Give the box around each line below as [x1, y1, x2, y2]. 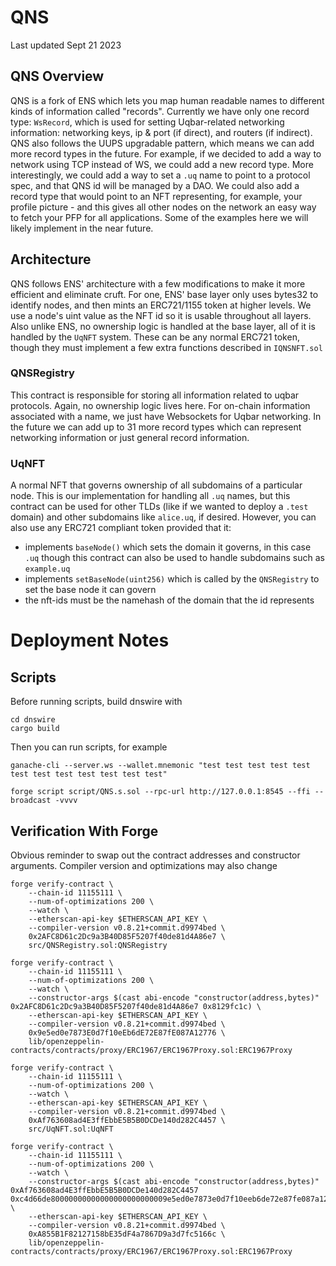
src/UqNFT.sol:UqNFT [28, 1124, 114, 1134]
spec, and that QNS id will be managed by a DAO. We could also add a [10, 179, 300, 191]
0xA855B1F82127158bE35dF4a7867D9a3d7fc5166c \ [28, 1229, 226, 1239]
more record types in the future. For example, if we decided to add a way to [10, 147, 322, 160]
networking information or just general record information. [10, 431, 250, 443]
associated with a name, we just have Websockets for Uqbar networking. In [10, 410, 322, 422]
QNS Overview [10, 68, 105, 85]
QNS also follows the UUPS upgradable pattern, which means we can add [10, 137, 315, 149]
